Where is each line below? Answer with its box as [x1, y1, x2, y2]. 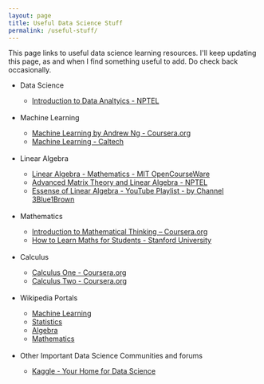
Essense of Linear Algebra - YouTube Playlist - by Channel [31, 186, 224, 196]
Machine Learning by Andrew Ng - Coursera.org [31, 128, 191, 138]
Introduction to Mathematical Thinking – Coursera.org [31, 227, 208, 237]
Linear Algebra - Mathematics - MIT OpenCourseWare [31, 169, 210, 179]
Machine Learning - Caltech [31, 137, 124, 147]
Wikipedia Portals [19, 293, 78, 303]
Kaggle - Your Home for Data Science [31, 366, 156, 376]
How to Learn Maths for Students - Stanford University [31, 236, 212, 245]
